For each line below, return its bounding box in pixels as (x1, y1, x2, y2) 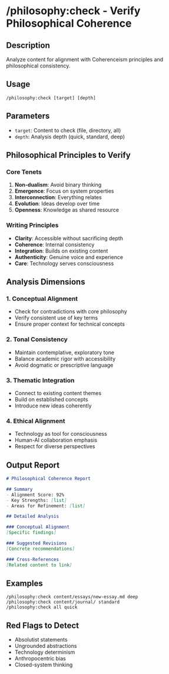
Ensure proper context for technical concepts (14, 320, 125, 328)
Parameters (6, 111, 50, 121)
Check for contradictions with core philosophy (14, 308, 128, 315)
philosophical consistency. (6, 62, 71, 69)
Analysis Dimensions (6, 277, 85, 287)
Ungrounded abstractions (14, 643, 77, 650)
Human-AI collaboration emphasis (14, 436, 98, 444)
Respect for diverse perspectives (14, 443, 95, 450)
